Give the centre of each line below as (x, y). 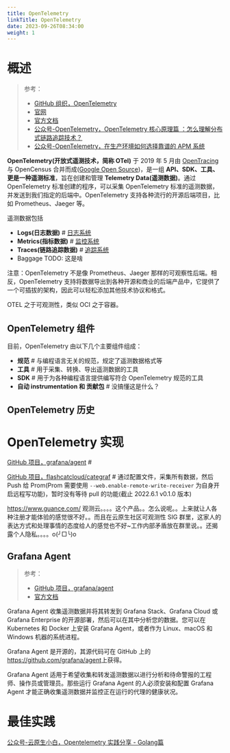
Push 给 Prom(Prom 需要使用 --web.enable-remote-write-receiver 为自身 (111, 485)
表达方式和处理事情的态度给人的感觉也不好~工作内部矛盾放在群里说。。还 (110, 526)
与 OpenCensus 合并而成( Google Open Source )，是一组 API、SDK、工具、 (113, 169)
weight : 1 (21, 33)
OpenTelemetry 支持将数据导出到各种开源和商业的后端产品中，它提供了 (119, 282)
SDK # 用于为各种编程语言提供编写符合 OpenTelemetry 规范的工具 (110, 378)
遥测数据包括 (25, 218)
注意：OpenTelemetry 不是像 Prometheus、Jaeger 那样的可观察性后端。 (109, 273)
